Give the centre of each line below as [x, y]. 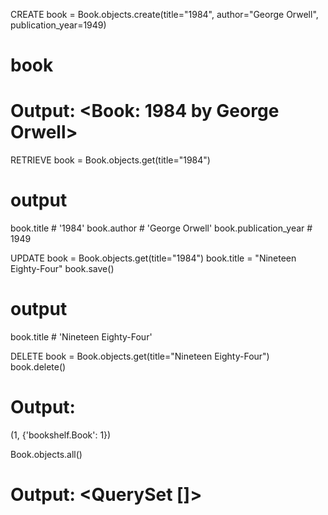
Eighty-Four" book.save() [62, 269]
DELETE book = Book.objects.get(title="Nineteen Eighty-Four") [140, 356]
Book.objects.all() [46, 454]
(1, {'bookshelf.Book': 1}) [61, 435]
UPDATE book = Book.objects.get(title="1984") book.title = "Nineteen [153, 258]
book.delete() [38, 367]
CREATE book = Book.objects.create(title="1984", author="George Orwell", [164, 14]
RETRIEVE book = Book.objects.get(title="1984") [110, 160]
